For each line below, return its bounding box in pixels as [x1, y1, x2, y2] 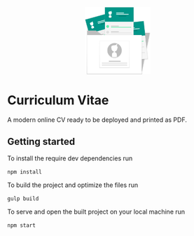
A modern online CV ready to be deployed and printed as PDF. [7, 116, 187, 124]
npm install [7, 169, 42, 176]
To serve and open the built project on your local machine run [7, 207, 186, 216]
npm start [7, 222, 36, 229]
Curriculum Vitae [7, 92, 109, 108]
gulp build [7, 195, 39, 202]
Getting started [7, 135, 76, 147]
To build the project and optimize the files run [7, 181, 139, 189]
